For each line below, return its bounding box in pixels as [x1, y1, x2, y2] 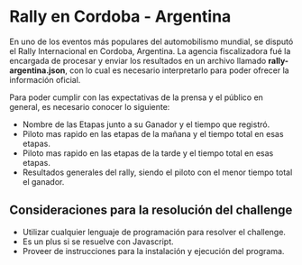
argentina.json [9, 65, 66, 76]
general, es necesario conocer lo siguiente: [9, 101, 170, 112]
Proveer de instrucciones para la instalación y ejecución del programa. [22, 245, 285, 256]
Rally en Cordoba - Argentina [9, 6, 232, 27]
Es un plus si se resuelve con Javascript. [22, 236, 174, 247]
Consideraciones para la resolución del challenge [9, 203, 293, 218]
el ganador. [22, 176, 65, 187]
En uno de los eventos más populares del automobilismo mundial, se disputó [9, 36, 294, 47]
